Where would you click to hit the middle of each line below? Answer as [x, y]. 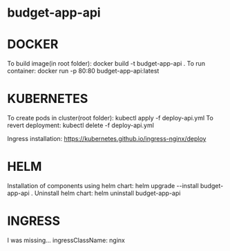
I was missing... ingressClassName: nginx [66, 240]
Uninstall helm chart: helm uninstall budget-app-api [107, 193]
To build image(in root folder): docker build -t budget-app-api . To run [106, 64]
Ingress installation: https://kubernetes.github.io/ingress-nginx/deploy [107, 139]
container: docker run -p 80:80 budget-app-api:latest [83, 71]
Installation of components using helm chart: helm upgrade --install [103, 186]
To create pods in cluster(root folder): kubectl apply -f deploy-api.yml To [111, 118]
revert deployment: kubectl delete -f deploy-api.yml [80, 125]
